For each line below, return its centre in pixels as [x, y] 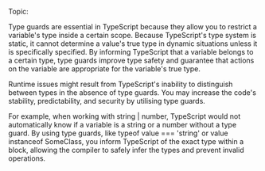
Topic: [19, 11]
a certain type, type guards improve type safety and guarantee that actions [131, 60]
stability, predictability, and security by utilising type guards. [107, 101]
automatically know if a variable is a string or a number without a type [123, 125]
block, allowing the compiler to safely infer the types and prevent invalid [126, 150]
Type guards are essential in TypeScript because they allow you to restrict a [132, 27]
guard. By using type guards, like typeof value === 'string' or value [118, 133]
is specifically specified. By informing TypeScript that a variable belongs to [131, 52]
